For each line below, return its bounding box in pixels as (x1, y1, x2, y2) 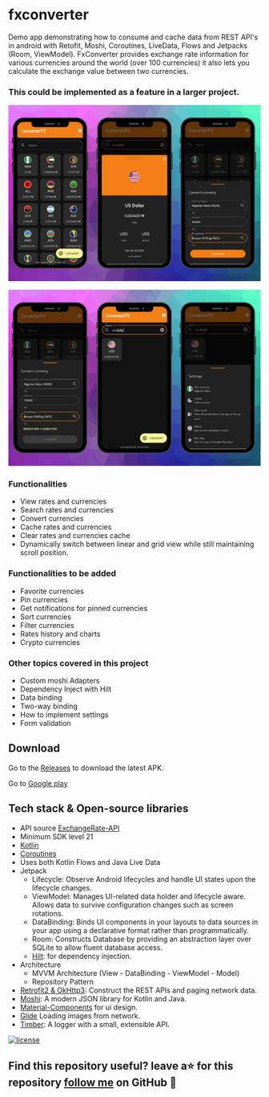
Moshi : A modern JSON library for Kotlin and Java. (19, 993, 187, 1003)
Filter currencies (19, 620, 74, 630)
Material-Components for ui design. (19, 1002, 139, 1012)
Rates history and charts (19, 629, 101, 638)
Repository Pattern (31, 977, 94, 986)
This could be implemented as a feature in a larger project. (8, 86, 240, 97)
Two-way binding (19, 701, 78, 711)
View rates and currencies (19, 496, 107, 507)
